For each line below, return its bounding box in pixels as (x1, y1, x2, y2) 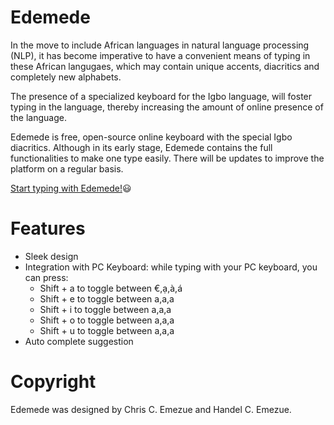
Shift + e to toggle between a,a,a (39, 292, 175, 305)
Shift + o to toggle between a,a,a (39, 314, 175, 326)
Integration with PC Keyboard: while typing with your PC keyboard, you (24, 261, 318, 273)
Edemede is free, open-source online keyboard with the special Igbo (10, 131, 293, 143)
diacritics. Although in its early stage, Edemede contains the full (10, 141, 273, 153)
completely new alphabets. (10, 71, 122, 83)
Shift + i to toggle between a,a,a (39, 303, 172, 315)
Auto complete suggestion (24, 335, 134, 347)
